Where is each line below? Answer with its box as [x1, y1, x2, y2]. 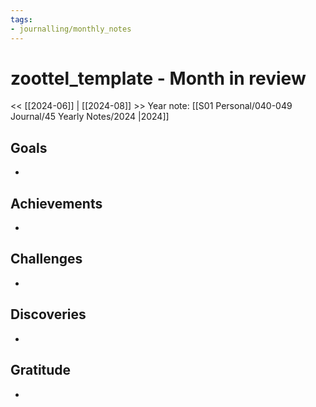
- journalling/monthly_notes [10, 24, 132, 34]
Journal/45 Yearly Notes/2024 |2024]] [10, 111, 170, 123]
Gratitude [10, 362, 72, 379]
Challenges [10, 251, 83, 268]
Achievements [10, 195, 103, 212]
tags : [10, 14, 33, 25]
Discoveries [10, 306, 87, 323]
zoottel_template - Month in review [10, 67, 307, 90]
